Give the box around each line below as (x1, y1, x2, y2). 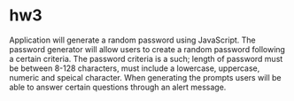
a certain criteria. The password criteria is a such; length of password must (9, 53, 283, 64)
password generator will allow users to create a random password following (9, 43, 286, 54)
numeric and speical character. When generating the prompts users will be (9, 72, 282, 82)
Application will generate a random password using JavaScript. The (9, 35, 256, 45)
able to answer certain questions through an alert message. (9, 82, 227, 92)
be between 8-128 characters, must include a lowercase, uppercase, (9, 63, 260, 74)
